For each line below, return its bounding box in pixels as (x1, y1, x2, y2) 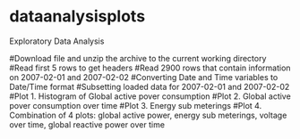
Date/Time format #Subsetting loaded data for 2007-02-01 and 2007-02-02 (9, 81, 290, 92)
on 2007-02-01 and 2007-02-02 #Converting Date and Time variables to (9, 71, 279, 82)
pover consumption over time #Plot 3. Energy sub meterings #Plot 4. (9, 100, 262, 110)
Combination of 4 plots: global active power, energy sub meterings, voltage (9, 110, 287, 120)
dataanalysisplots (9, 6, 146, 27)
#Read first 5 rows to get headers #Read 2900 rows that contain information (9, 62, 291, 73)
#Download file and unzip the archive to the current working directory (9, 53, 267, 63)
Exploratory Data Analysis (9, 36, 105, 46)
